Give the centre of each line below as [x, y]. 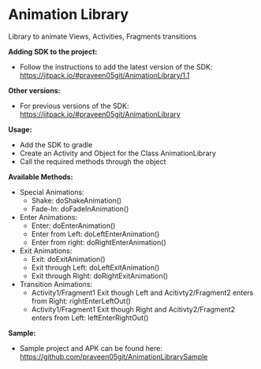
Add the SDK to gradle [56, 144]
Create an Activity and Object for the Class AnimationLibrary [118, 153]
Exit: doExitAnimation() [68, 259]
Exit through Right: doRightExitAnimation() [99, 276]
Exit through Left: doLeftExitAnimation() [95, 267]
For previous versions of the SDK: [74, 106]
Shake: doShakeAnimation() [76, 200]
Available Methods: [41, 177]
